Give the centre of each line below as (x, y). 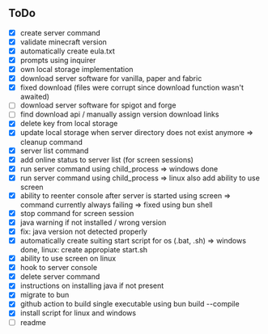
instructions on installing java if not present (92, 285)
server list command (54, 150)
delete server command (60, 277)
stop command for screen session (77, 213)
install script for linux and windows (78, 313)
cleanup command (51, 142)
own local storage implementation (77, 70)
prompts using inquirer (58, 60)
